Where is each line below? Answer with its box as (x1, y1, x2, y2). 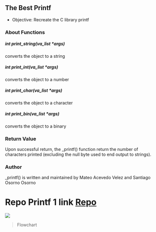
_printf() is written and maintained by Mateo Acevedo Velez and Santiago (5, 175, 151, 181)
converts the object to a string (5, 53, 65, 59)
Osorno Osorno (5, 180, 36, 186)
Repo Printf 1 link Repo (5, 197, 97, 208)
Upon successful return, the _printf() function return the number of (5, 146, 139, 152)
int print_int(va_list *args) (5, 64, 58, 70)
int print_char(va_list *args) (5, 87, 62, 94)
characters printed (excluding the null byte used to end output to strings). (5, 151, 152, 157)
